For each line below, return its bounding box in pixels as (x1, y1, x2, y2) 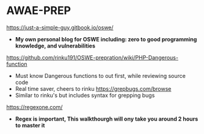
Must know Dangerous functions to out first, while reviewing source (15, 72, 186, 79)
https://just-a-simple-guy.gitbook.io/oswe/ (6, 24, 114, 31)
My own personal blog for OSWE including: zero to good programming (15, 35, 197, 43)
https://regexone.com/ (6, 103, 63, 110)
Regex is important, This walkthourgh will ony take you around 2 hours (15, 115, 199, 122)
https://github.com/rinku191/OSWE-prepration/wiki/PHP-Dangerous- (6, 54, 179, 61)
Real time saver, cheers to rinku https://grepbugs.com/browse (15, 85, 172, 92)
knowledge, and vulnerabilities (15, 42, 96, 49)
